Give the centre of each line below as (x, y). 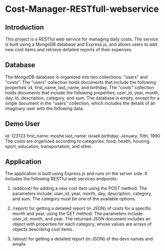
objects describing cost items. (43, 229)
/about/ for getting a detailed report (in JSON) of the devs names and (82, 239)
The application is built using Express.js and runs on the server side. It (76, 174)
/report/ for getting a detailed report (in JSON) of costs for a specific (82, 209)
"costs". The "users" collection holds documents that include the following (81, 82)
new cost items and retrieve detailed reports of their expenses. (69, 50)
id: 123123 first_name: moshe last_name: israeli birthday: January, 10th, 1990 (83, 136)
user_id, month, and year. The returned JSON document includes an (82, 219)
